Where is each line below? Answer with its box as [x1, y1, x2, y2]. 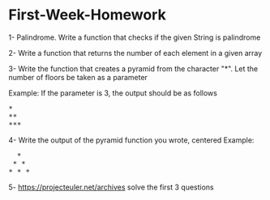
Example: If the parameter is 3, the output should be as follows [8, 87, 217, 98]
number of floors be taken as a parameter [8, 72, 148, 82]
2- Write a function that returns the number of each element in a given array [8, 48, 263, 57]
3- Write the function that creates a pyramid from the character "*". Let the [8, 63, 258, 74]
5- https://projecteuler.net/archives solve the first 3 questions [8, 182, 215, 192]
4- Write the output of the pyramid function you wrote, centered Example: [8, 135, 255, 145]
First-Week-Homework [8, 6, 166, 24]
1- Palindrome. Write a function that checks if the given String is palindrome [8, 32, 261, 42]
